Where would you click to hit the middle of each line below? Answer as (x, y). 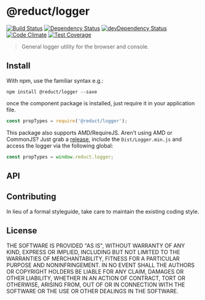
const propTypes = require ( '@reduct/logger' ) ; (67, 121)
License (22, 231)
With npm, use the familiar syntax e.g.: (55, 80)
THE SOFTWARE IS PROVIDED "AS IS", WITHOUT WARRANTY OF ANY (96, 246)
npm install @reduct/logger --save (52, 92)
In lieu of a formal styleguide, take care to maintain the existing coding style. (103, 211)
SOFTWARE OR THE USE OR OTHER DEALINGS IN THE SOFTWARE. (92, 291)
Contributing (31, 197)
